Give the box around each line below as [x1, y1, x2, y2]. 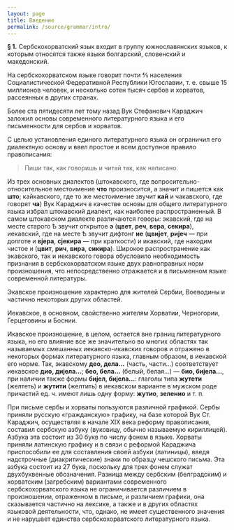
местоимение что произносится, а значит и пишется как [54, 185, 224, 193]
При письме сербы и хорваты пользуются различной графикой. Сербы [7, 403, 220, 412]
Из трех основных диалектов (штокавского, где [7, 177, 150, 186]
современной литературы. [7, 274, 87, 283]
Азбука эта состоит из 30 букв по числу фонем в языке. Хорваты [7, 433, 203, 442]
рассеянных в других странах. [7, 93, 99, 102]
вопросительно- [151, 177, 200, 186]
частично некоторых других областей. [7, 295, 123, 304]
